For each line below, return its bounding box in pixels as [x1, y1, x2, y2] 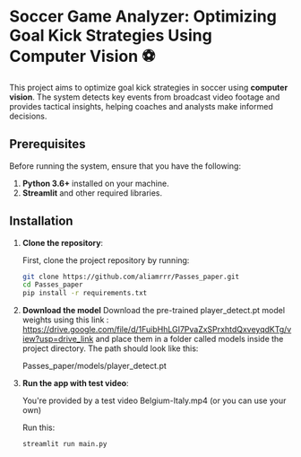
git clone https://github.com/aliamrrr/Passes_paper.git [21, 272, 240, 281]
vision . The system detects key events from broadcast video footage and [9, 92, 280, 102]
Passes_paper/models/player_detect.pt [21, 361, 168, 372]
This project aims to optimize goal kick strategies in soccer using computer [9, 82, 288, 92]
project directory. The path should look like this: [21, 343, 199, 354]
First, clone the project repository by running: [21, 254, 190, 266]
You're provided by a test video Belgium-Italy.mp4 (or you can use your [21, 395, 287, 406]
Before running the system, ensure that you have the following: [9, 160, 242, 171]
